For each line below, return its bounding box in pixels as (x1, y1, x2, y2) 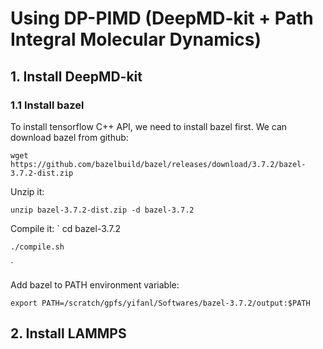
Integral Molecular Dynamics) (10, 28, 262, 51)
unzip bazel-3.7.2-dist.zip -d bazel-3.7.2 (10, 205, 195, 215)
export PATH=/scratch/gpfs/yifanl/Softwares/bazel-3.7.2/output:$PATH (10, 298, 311, 308)
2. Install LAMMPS (10, 325, 127, 342)
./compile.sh (10, 242, 65, 252)
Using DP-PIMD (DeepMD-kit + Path (10, 7, 314, 30)
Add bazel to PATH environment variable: (10, 278, 180, 291)
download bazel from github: (10, 131, 129, 143)
